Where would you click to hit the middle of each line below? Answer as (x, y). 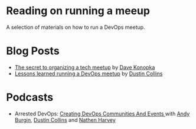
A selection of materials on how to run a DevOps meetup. (76, 27)
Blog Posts (33, 51)
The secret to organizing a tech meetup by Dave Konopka (85, 67)
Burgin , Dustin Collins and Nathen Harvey (65, 120)
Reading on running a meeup (78, 11)
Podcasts (30, 97)
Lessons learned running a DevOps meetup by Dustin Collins (89, 73)
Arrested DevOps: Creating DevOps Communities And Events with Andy (102, 114)
